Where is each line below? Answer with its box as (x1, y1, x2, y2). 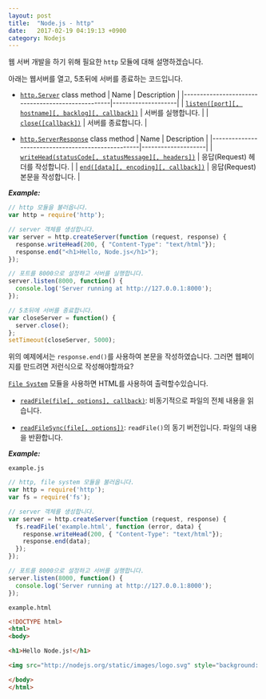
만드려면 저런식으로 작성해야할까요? (22, 362, 134, 372)
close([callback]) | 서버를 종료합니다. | (19, 118, 148, 128)
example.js (8, 464, 45, 472)
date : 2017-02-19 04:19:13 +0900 (8, 26, 127, 34)
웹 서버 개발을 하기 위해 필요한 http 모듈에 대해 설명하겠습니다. (8, 57, 204, 66)
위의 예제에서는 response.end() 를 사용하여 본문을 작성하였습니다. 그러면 (8, 352, 233, 361)
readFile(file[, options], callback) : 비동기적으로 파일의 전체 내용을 (19, 396, 246, 405)
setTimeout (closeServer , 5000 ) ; (8, 336, 116, 344)
